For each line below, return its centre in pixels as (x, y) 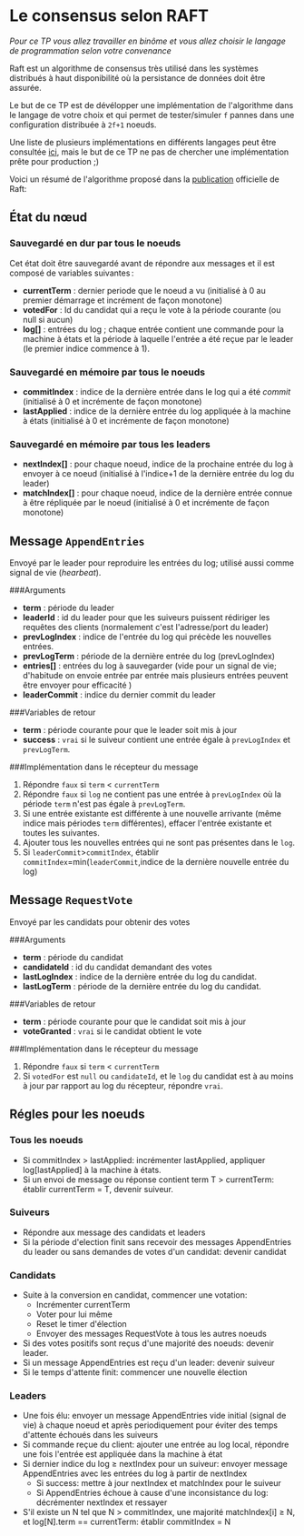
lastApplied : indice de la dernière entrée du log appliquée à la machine (157, 411)
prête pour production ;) (54, 161)
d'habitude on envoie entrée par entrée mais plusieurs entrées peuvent (155, 676)
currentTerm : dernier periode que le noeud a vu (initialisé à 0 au (144, 290)
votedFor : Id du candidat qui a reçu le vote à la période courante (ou (152, 309)
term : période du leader (69, 608)
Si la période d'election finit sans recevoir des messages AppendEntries (157, 1241)
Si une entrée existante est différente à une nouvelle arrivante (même (152, 814)
